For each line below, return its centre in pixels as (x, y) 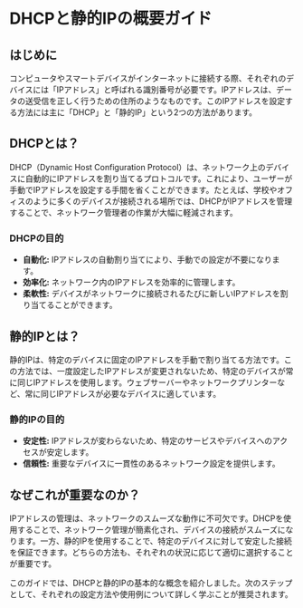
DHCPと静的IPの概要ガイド (111, 19)
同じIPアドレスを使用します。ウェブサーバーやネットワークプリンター (147, 382)
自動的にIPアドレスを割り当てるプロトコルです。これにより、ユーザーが (159, 179)
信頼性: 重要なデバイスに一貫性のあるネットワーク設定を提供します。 (151, 464)
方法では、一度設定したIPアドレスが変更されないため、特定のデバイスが (151, 371)
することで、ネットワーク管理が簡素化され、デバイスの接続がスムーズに (151, 530)
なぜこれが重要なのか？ (75, 495)
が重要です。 (33, 564)
